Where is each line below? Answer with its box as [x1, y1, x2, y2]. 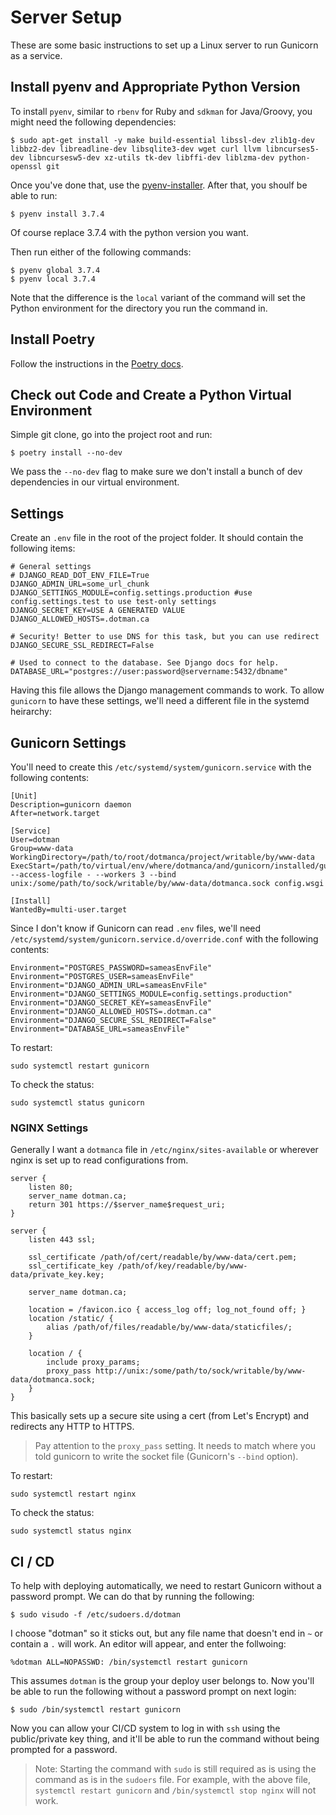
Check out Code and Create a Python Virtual [10, 386, 292, 403]
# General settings [10, 562, 92, 572]
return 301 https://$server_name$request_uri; [28, 1200, 226, 1210]
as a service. [10, 49, 63, 61]
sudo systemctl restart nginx [10, 1489, 137, 1500]
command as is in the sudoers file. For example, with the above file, [34, 1774, 312, 1786]
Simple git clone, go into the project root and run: [10, 429, 213, 441]
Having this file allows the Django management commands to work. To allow [10, 684, 325, 696]
